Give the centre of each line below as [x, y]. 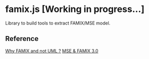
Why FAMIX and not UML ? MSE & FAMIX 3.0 [52, 50]
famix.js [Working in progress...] [75, 9]
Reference [22, 39]
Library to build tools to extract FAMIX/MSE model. [58, 23]
